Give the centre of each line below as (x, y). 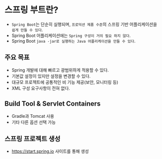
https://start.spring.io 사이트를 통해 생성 (50, 151)
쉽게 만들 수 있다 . (27, 30)
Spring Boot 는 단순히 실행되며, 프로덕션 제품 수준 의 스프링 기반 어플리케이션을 (84, 24)
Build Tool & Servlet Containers (53, 104)
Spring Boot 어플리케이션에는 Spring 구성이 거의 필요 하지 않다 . (71, 35)
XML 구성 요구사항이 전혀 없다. (41, 88)
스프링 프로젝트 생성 (32, 139)
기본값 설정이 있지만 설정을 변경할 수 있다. (51, 76)
